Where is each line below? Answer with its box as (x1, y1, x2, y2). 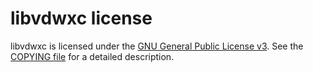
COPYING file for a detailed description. (10, 50, 175, 62)
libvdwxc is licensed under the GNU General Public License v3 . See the (10, 40, 304, 52)
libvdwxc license (10, 7, 153, 30)
